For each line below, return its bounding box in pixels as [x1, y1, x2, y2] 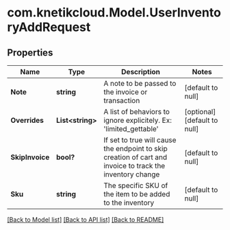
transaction [103, 96, 140, 105]
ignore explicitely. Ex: [103, 115, 172, 125]
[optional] [184, 107, 216, 116]
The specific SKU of [103, 181, 168, 190]
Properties [7, 47, 53, 58]
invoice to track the [103, 161, 166, 170]
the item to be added [103, 189, 170, 198]
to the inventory [103, 198, 155, 207]
